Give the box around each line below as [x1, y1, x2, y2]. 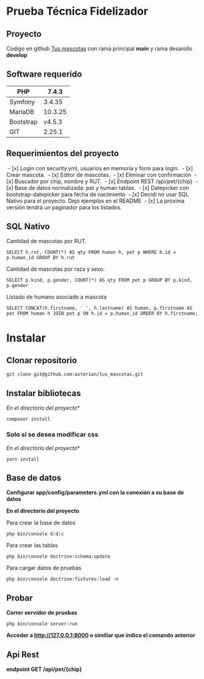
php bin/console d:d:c [6, 531, 64, 537]
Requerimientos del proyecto [6, 148, 119, 159]
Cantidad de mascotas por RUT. [6, 238, 87, 245]
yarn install [6, 456, 40, 462]
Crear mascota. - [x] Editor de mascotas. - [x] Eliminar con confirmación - [6, 171, 197, 178]
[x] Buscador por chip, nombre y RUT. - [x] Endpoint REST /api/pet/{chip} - [6, 178, 199, 185]
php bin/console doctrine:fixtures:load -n [6, 576, 119, 582]
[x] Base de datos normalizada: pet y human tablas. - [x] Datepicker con [6, 184, 189, 191]
